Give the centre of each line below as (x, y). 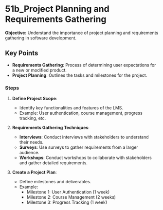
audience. (29, 153)
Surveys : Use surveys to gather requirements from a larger (79, 147)
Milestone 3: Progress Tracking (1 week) (67, 202)
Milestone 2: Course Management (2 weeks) (71, 197)
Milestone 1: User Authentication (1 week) (68, 192)
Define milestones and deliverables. (55, 182)
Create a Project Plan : (34, 172)
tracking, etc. (33, 118)
